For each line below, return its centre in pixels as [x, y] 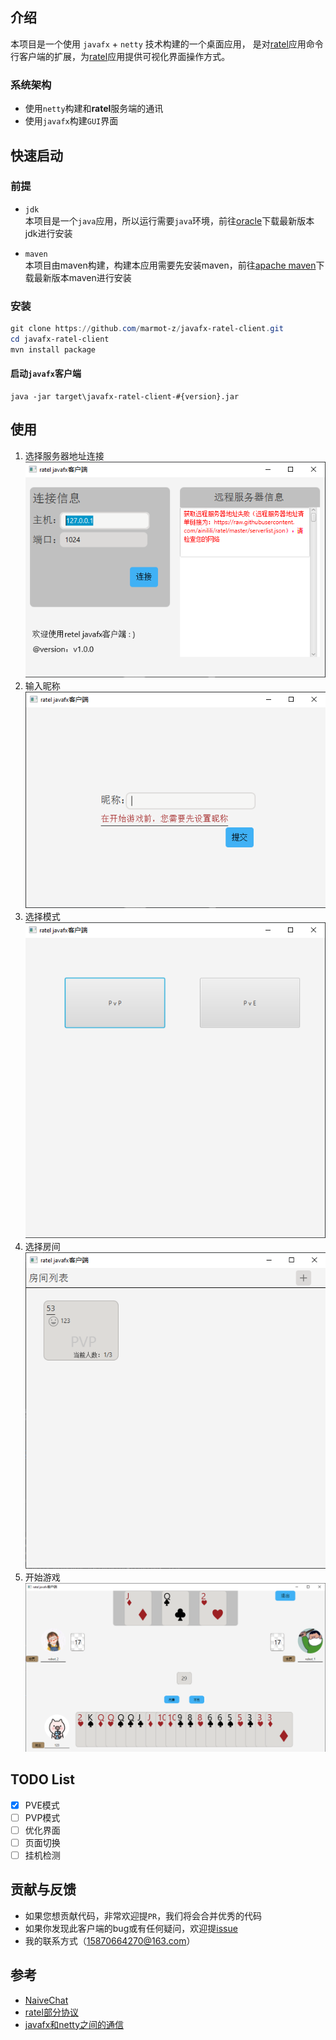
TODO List [42, 1779]
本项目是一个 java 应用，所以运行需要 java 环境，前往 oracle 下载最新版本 [169, 220]
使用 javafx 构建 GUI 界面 [71, 121]
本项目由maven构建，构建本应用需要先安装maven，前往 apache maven [170, 265]
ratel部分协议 [51, 2012]
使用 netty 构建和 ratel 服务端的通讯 [94, 109]
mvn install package [53, 349]
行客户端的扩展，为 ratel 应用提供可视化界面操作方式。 [120, 56]
